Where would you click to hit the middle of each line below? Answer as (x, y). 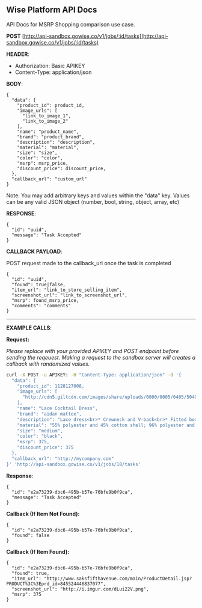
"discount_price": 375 (45, 447)
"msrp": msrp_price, (43, 163)
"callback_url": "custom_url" (49, 179)
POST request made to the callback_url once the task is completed (89, 263)
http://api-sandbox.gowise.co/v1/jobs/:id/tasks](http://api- (96, 36)
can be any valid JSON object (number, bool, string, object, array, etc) (93, 201)
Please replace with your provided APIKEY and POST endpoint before (93, 351)
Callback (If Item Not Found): (43, 514)
